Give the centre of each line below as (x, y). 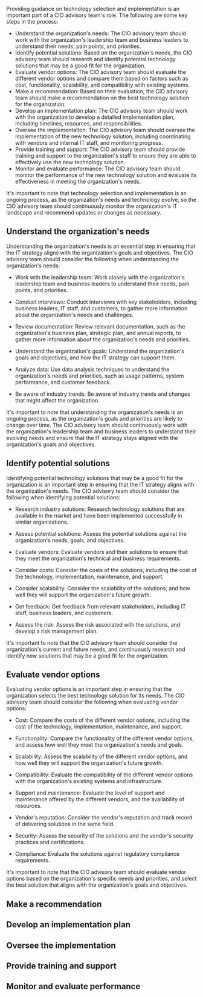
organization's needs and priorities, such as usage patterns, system (99, 376)
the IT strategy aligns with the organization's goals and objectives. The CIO (100, 252)
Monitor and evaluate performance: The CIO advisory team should (98, 168)
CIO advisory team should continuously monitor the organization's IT (92, 206)
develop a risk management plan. (56, 631)
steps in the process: (32, 22)
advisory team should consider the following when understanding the (93, 259)
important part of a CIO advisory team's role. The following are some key (97, 15)
